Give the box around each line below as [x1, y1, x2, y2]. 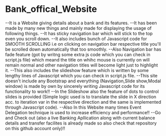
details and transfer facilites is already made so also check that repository [5, 120, 157, 126]
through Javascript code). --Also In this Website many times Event [5, 104, 142, 110]
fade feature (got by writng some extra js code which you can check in [5, 51, 151, 58]
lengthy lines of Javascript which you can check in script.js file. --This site [5, 72, 158, 78]
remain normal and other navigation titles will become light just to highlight [5, 62, 158, 68]
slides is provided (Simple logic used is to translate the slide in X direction [5, 93, 157, 100]
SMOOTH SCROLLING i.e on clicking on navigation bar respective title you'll [5, 41, 161, 47]
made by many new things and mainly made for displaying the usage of [5, 25, 152, 31]
